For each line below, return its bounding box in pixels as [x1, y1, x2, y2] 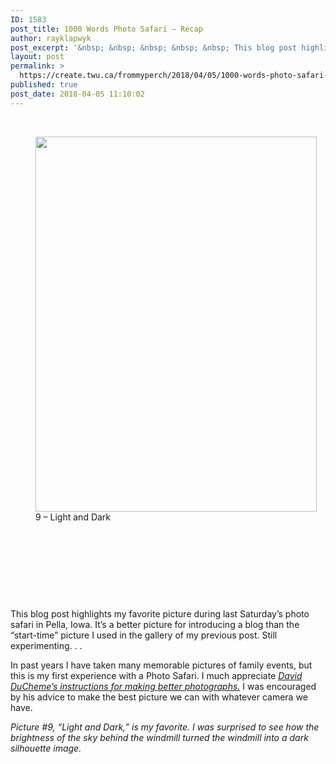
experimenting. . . [10, 639, 83, 651]
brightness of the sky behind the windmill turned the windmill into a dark [10, 731, 309, 743]
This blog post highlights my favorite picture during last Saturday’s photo [10, 607, 310, 620]
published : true [10, 80, 78, 90]
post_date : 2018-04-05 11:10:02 [10, 89, 145, 99]
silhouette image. [10, 742, 82, 754]
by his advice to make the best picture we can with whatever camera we [10, 691, 308, 703]
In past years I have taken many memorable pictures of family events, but [10, 659, 313, 671]
